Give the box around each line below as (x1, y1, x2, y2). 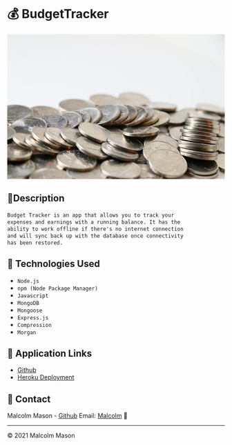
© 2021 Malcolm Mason (7, 431, 75, 439)
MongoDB (17, 299, 39, 306)
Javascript (17, 292, 49, 299)
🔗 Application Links (7, 347, 92, 359)
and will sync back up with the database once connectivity (7, 233, 184, 239)
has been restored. (7, 239, 64, 246)
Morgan (17, 329, 37, 336)
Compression (17, 322, 52, 328)
